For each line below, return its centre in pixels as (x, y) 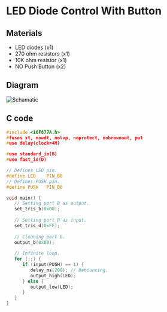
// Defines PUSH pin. (33, 181)
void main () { (24, 198)
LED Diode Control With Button (84, 11)
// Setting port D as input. (50, 220)
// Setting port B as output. (52, 204)
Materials (24, 33)
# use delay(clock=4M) (33, 143)
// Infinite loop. (37, 253)
